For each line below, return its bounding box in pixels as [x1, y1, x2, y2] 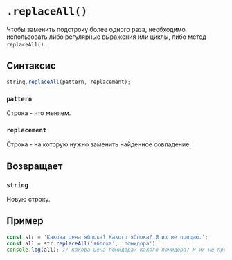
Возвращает [6, 160, 63, 172]
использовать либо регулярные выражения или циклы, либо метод [6, 33, 207, 41]
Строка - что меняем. [6, 109, 71, 117]
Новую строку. [6, 195, 51, 203]
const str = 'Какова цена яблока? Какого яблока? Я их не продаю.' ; [6, 234, 208, 241]
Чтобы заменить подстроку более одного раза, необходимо [6, 25, 186, 33]
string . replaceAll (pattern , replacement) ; [6, 78, 131, 85]
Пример [6, 215, 44, 227]
